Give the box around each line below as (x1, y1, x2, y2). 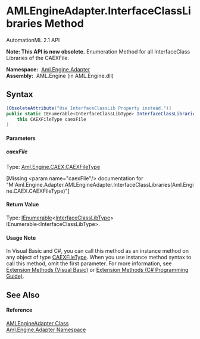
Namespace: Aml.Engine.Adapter (6, 65, 90, 73)
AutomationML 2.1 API (6, 36, 60, 43)
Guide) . (6, 272, 24, 280)
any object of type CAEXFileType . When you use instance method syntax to (6, 254, 192, 261)
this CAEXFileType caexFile (17, 116, 86, 123)
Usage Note (6, 234, 36, 241)
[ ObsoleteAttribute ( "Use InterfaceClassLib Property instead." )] (6, 105, 171, 111)
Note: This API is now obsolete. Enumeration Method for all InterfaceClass (6, 48, 190, 55)
